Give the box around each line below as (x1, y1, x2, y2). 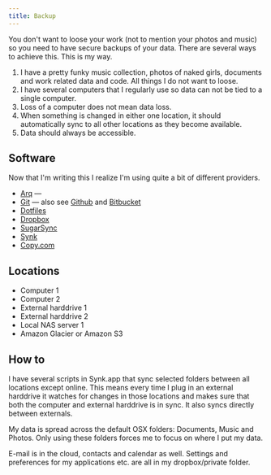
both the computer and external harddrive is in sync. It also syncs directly (8, 400, 255, 410)
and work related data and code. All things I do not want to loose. (19, 76, 239, 85)
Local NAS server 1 (19, 320, 84, 330)
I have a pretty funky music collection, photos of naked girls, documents (19, 67, 262, 77)
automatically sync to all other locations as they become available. (19, 119, 243, 129)
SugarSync (19, 223, 58, 233)
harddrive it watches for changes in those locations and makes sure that (8, 391, 250, 401)
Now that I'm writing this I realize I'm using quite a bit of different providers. (8, 172, 260, 183)
